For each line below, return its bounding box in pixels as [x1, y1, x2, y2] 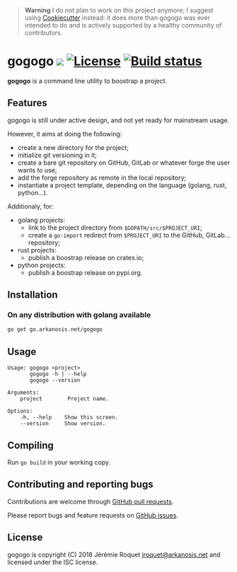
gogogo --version [29, 377, 81, 384]
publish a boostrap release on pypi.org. [28, 268, 143, 276]
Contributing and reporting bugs [7, 479, 154, 491]
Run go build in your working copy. [7, 457, 111, 466]
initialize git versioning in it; [17, 151, 98, 159]
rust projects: [17, 245, 57, 254]
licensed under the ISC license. [7, 558, 98, 566]
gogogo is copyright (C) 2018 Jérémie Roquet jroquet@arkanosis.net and [7, 550, 221, 559]
